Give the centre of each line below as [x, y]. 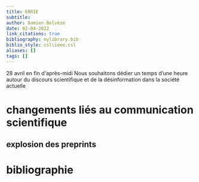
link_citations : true [33, 34]
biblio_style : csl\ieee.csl [41, 45]
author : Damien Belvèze [36, 23]
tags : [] [17, 56]
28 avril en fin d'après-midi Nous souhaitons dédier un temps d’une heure [97, 73]
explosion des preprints [51, 145]
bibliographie [40, 170]
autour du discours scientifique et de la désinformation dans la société [93, 79]
